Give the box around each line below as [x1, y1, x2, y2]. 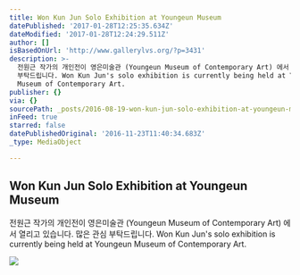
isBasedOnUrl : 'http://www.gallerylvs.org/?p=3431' [9, 46, 205, 55]
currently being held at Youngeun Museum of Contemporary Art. [9, 238, 247, 249]
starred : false [9, 121, 66, 130]
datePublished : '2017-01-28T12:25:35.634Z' [9, 21, 174, 30]
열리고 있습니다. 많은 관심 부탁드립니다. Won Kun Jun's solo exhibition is [18, 229, 276, 239]
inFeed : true [9, 112, 58, 121]
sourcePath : [9, 104, 54, 113]
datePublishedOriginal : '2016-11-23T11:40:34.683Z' [9, 129, 205, 138]
